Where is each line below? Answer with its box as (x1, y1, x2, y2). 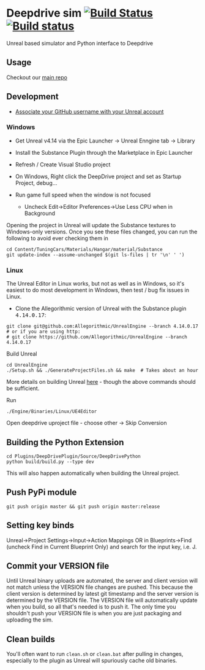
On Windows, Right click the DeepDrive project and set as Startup (15, 173, 182, 180)
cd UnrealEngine (6, 362, 48, 368)
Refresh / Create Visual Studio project (15, 160, 111, 168)
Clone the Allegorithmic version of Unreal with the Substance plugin (15, 305, 187, 313)
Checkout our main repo (6, 74, 68, 81)
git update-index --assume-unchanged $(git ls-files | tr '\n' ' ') (6, 252, 185, 258)
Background (24, 209, 56, 217)
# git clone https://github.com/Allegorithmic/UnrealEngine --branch (6, 334, 188, 340)
